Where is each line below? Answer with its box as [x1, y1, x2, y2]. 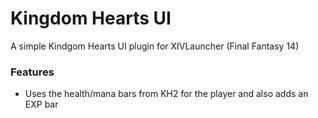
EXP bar [24, 98, 59, 111]
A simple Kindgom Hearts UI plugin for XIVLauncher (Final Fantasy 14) [10, 40, 300, 52]
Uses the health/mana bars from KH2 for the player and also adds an [24, 88, 309, 100]
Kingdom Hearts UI [10, 7, 172, 30]
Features [10, 65, 55, 79]
